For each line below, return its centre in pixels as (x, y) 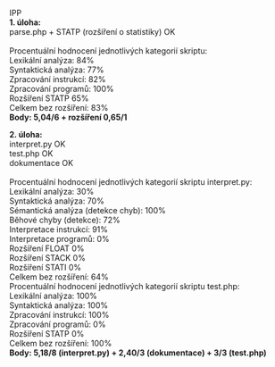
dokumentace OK (42, 163)
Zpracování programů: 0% (58, 324)
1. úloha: (25, 22)
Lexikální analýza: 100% (54, 296)
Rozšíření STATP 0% (47, 334)
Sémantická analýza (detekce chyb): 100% (88, 210)
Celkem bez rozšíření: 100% (61, 343)
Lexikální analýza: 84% (52, 60)
